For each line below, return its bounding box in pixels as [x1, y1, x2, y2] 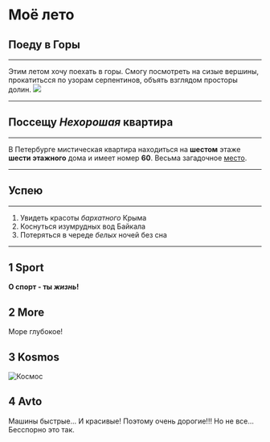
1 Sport [8, 261, 44, 275]
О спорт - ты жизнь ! [8, 282, 80, 291]
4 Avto [8, 394, 43, 408]
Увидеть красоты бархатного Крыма [19, 213, 147, 222]
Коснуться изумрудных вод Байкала [19, 221, 146, 231]
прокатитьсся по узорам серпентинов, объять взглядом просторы [8, 75, 239, 85]
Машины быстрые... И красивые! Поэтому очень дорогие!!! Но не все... [8, 416, 255, 426]
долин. [8, 85, 32, 94]
